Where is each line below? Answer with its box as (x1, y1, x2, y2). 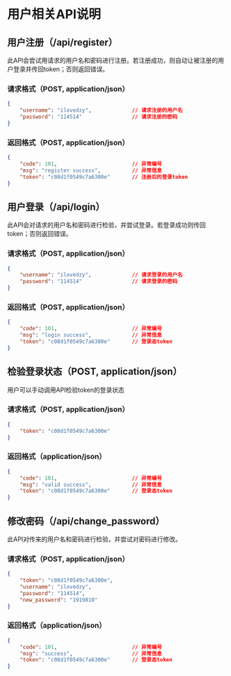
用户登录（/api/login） (7, 200, 106, 213)
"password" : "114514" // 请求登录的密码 (19, 278, 178, 285)
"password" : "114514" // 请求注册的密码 (19, 113, 178, 121)
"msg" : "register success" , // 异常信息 (19, 167, 162, 174)
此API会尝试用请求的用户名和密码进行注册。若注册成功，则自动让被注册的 (7, 57, 218, 64)
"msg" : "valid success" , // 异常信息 (19, 481, 162, 488)
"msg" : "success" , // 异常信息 (19, 650, 162, 657)
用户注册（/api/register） (7, 36, 118, 48)
